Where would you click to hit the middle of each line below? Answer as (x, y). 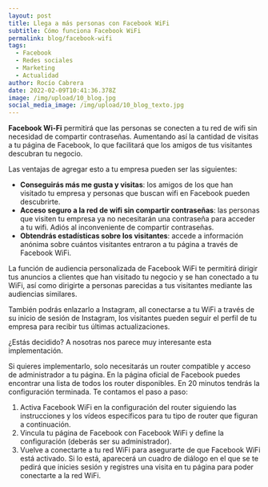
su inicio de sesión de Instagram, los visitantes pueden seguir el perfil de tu (133, 319)
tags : (17, 46)
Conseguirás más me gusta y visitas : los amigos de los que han (126, 185)
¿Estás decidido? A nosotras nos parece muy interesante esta (110, 343)
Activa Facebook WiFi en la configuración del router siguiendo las (128, 408)
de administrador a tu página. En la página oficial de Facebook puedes (124, 375)
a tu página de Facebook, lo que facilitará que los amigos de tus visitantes (130, 145)
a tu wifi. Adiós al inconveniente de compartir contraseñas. (117, 227)
